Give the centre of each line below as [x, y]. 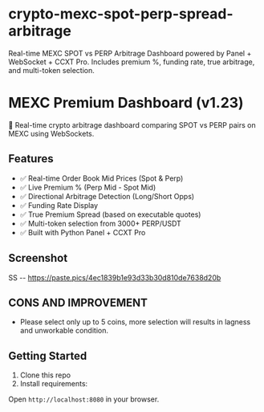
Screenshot [38, 258]
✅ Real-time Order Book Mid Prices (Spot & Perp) [102, 178]
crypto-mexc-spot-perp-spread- [121, 14]
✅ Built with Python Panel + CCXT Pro [83, 232]
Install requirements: [54, 384]
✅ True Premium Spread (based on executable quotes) [110, 214]
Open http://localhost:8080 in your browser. [84, 399]
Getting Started [48, 355]
